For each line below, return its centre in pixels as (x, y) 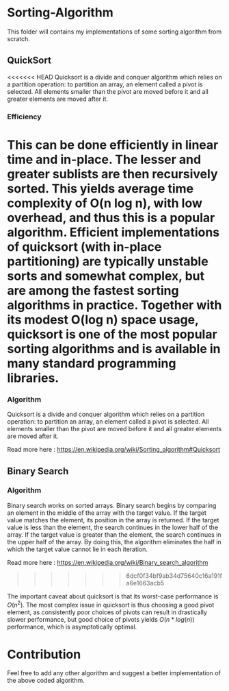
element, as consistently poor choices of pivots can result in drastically (107, 612)
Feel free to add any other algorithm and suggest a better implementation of (114, 673)
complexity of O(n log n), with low (105, 203)
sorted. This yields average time (100, 188)
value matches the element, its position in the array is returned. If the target (113, 520)
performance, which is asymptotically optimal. (72, 627)
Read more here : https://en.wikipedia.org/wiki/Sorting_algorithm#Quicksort (114, 450)
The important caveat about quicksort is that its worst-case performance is (113, 596)
